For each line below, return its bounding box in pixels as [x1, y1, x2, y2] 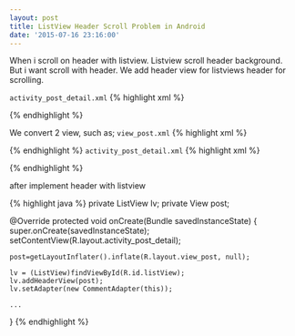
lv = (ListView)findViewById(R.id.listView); [9, 269, 185, 278]
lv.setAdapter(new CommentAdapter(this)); [9, 284, 173, 294]
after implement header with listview [9, 180, 147, 191]
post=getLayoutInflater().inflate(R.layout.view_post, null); [9, 252, 250, 262]
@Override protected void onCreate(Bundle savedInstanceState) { [9, 216, 258, 227]
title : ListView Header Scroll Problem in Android [9, 22, 206, 31]
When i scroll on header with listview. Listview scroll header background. [9, 56, 283, 66]
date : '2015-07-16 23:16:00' [9, 30, 120, 39]
